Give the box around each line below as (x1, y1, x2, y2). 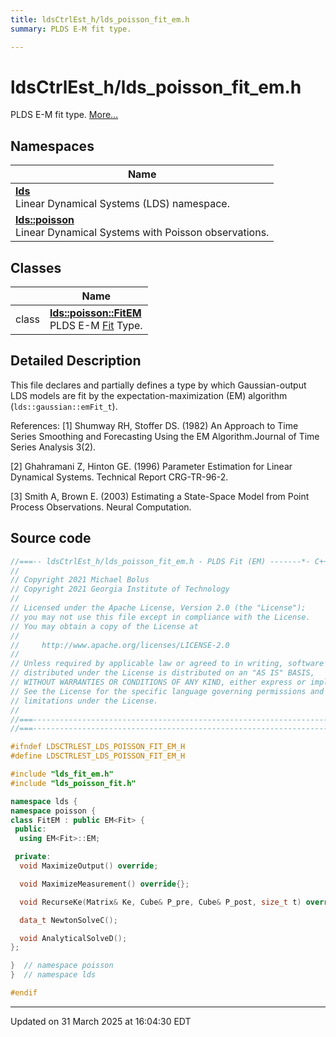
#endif (10, 988, 38, 998)
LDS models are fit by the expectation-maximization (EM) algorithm (10, 389, 288, 401)
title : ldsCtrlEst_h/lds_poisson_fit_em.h (10, 14, 190, 25)
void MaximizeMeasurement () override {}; (19, 879, 190, 889)
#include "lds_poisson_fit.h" (10, 778, 137, 788)
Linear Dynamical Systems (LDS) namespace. (15, 197, 230, 211)
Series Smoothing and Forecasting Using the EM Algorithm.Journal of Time (10, 430, 320, 442)
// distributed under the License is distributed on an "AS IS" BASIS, (10, 668, 315, 678)
